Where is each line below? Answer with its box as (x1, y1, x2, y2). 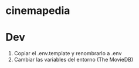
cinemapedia (5, 4, 70, 17)
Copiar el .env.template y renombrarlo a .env (13, 50, 122, 57)
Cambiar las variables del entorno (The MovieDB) (13, 56, 134, 63)
